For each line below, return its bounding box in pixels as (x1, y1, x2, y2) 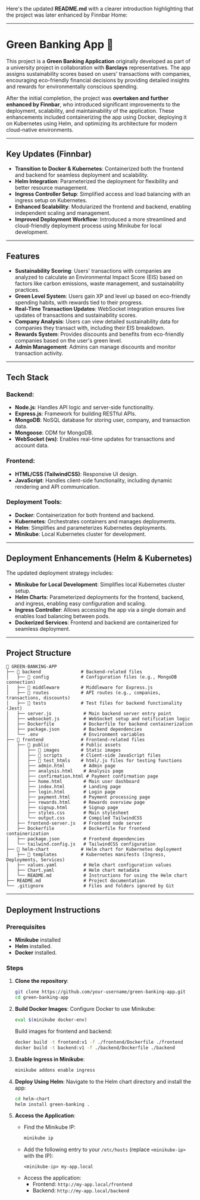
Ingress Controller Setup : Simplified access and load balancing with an (14, 190, 190, 198)
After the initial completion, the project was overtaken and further (6, 94, 168, 101)
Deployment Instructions (6, 905, 101, 915)
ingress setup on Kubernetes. (14, 196, 87, 203)
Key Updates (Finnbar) (6, 149, 92, 159)
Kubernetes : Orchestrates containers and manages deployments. (14, 517, 177, 525)
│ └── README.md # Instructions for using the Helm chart (6, 872, 187, 879)
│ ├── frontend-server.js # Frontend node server (6, 820, 143, 826)
